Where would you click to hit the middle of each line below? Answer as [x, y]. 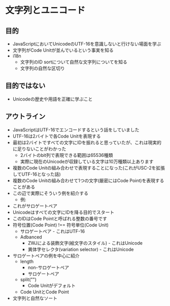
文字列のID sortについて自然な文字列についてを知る [74, 62]
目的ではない [25, 86]
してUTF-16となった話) [37, 174]
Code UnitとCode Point [45, 292]
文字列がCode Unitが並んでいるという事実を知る [63, 50]
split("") [28, 279]
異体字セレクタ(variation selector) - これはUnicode [81, 249]
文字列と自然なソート [35, 298]
